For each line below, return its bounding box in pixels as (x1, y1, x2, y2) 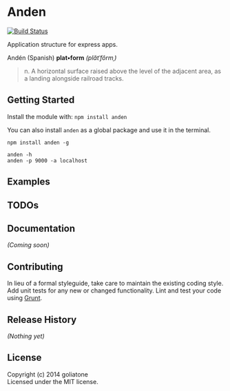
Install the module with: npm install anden (7, 112, 127, 120)
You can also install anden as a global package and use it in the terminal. (7, 125, 211, 134)
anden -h (7, 151, 32, 158)
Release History (7, 314, 77, 326)
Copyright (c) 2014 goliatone (7, 370, 88, 379)
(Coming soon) (7, 241, 50, 249)
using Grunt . (7, 294, 43, 302)
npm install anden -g (7, 139, 70, 146)
